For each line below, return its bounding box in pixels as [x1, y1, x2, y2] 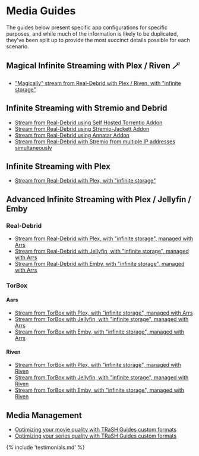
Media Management [6, 410, 82, 420]
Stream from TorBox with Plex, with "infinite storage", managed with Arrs [14, 309, 193, 316]
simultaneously [14, 144, 52, 151]
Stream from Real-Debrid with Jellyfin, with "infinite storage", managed [14, 248, 189, 255]
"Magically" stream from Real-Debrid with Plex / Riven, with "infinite [14, 79, 181, 87]
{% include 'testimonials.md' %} [6, 444, 85, 451]
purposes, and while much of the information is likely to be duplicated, [6, 30, 178, 37]
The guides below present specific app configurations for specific [6, 24, 168, 31]
